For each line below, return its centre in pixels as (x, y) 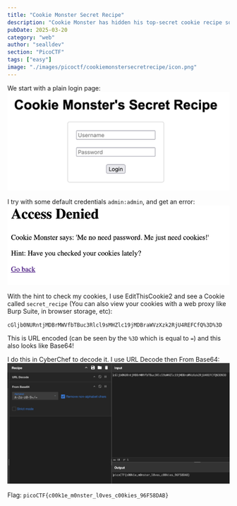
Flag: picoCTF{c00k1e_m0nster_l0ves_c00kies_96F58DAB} (88, 495)
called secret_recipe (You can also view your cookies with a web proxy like (117, 303)
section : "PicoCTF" (36, 52)
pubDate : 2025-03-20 (38, 30)
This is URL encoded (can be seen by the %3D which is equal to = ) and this (114, 338)
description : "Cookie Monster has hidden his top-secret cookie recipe (115, 22)
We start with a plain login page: (54, 88)
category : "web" (31, 37)
